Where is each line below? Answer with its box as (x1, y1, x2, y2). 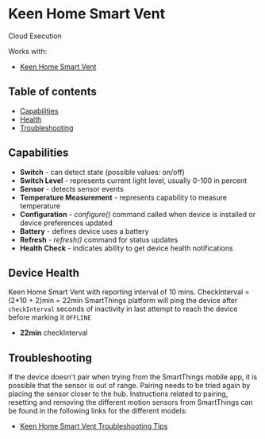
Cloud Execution (8, 31, 62, 41)
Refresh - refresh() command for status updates (19, 235, 179, 244)
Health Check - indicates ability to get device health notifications (19, 243, 233, 253)
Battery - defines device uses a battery (19, 226, 149, 235)
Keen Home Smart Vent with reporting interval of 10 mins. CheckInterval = (8, 287, 250, 297)
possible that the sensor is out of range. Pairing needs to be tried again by (8, 381, 251, 390)
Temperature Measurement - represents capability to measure (19, 192, 228, 202)
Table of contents (8, 85, 97, 99)
